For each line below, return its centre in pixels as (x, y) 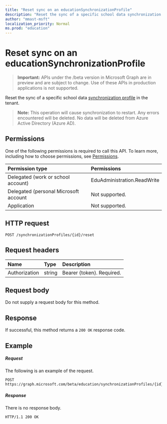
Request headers (32, 250)
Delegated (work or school (39, 177)
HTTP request (27, 223)
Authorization (23, 272)
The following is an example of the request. (49, 371)
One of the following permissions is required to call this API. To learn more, (82, 151)
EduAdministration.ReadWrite (125, 180)
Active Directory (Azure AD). (46, 123)
